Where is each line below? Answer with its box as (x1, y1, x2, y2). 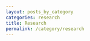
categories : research (5, 14, 60, 20)
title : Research (5, 20, 47, 26)
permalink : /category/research (5, 25, 85, 32)
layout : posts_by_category (5, 8, 74, 15)
